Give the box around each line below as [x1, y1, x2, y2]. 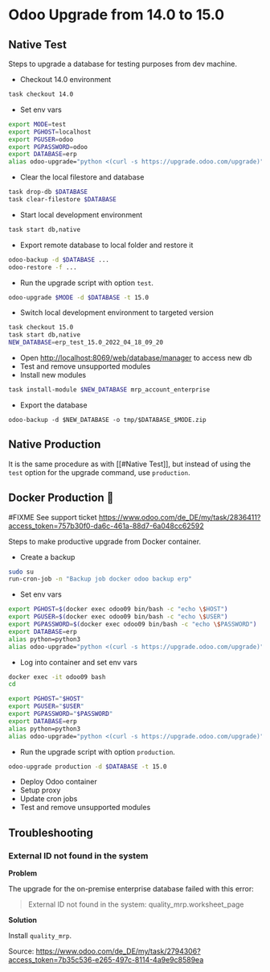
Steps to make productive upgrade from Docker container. [8, 536, 202, 546]
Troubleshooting [8, 825, 94, 839]
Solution [8, 916, 38, 925]
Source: [8, 946, 35, 956]
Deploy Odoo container [19, 777, 98, 787]
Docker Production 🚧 [8, 491, 114, 505]
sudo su [8, 568, 35, 576]
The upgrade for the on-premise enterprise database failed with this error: [8, 884, 255, 894]
